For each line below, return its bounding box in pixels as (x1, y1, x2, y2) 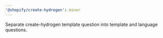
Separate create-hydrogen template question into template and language (5, 21, 158, 27)
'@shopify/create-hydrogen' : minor (5, 7, 81, 13)
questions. (5, 26, 27, 33)
